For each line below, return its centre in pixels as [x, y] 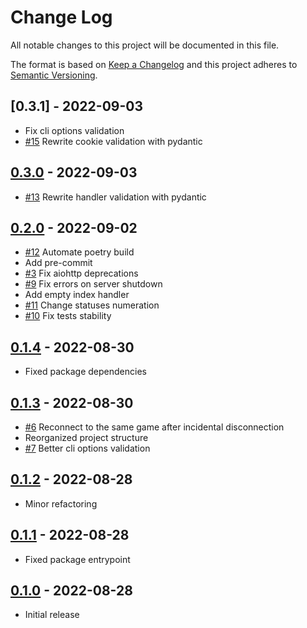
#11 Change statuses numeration [92, 305]
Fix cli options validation [74, 130]
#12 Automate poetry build [79, 252]
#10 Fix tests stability [68, 316]
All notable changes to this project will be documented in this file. [145, 45]
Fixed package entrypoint [77, 559]
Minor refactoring [61, 503]
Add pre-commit [58, 263]
